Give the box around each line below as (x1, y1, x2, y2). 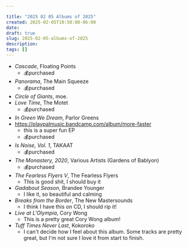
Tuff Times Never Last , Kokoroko (14, 222, 95, 229)
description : (6, 41, 38, 47)
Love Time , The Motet (14, 99, 68, 106)
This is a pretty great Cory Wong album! (23, 215, 121, 222)
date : (6, 25, 19, 31)
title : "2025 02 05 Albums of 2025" (6, 14, 96, 19)
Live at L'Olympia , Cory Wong (14, 209, 87, 216)
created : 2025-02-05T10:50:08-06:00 (6, 19, 96, 25)
